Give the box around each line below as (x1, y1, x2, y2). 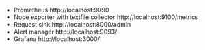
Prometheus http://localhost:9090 (13, 6, 109, 14)
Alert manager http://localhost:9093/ (13, 27, 118, 36)
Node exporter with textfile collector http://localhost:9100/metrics (13, 13, 198, 21)
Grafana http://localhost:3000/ (13, 35, 100, 43)
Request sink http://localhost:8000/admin (13, 21, 131, 28)
